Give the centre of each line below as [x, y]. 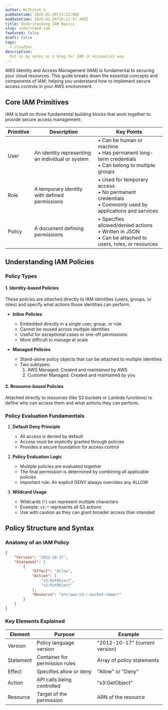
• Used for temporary [123, 179]
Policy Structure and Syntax [50, 528]
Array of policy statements [128, 660]
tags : [11, 42]
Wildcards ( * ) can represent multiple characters [69, 502]
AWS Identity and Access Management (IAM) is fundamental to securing [80, 70]
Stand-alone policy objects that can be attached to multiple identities [91, 359]
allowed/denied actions [125, 225]
